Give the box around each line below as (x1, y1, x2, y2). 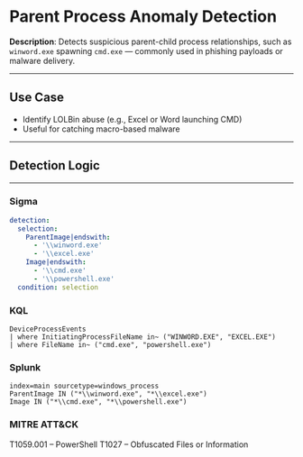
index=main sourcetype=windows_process (9, 381, 160, 391)
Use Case (9, 90, 65, 105)
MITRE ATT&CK (9, 418, 79, 431)
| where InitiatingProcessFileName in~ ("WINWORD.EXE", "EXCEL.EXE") (9, 333, 277, 342)
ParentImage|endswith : (25, 233, 111, 242)
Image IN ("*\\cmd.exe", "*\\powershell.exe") (9, 398, 188, 407)
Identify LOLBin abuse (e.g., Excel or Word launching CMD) (22, 114, 243, 124)
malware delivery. (9, 55, 76, 66)
